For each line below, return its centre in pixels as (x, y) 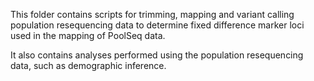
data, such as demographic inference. (88, 65)
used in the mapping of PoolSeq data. (88, 35)
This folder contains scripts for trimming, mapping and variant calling (152, 14)
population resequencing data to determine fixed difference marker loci (157, 25)
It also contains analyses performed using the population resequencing (157, 55)
